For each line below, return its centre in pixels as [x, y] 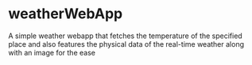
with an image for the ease [52, 52]
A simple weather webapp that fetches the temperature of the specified [125, 36]
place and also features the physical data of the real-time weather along [126, 44]
